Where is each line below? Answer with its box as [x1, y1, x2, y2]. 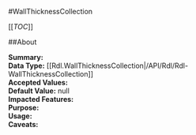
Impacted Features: [8, 95, 73, 103]
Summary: [8, 53, 43, 62]
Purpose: [8, 103, 40, 112]
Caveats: [8, 120, 39, 129]
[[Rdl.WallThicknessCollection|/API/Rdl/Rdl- [46, 61, 188, 70]
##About [8, 37, 37, 47]
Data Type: [8, 61, 45, 70]
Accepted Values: [8, 78, 69, 87]
